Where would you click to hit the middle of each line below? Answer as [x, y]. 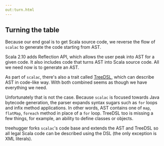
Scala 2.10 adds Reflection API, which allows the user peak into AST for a [80, 57]
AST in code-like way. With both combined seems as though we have [76, 82]
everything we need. [26, 88]
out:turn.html [20, 10]
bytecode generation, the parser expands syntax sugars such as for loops [81, 103]
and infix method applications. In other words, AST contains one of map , [78, 108]
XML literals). [19, 139]
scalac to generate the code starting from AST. [53, 47]
